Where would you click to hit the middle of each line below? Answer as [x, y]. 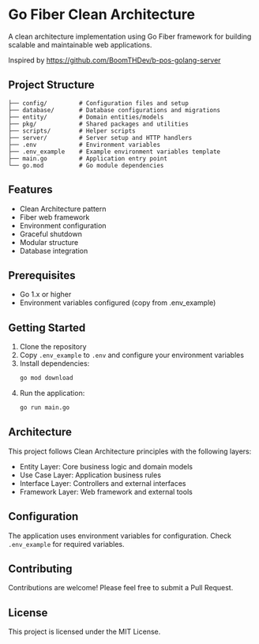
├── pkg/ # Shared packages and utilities [99, 124]
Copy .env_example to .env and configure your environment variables [132, 355]
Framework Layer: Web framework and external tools [106, 491]
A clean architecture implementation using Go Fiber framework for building [130, 36]
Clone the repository [53, 347]
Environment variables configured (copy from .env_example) [118, 303]
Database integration [54, 250]
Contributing [40, 569]
